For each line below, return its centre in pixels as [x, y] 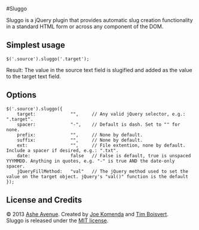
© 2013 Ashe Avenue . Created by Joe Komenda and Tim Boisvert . [87, 215]
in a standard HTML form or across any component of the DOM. [85, 27]
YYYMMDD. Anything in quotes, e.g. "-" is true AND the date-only [91, 161]
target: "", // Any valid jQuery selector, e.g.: [101, 114]
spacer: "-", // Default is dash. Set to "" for [99, 125]
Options [22, 95]
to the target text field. [34, 76]
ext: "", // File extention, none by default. [101, 145]
